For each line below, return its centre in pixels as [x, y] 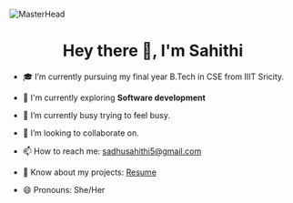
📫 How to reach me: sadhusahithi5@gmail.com [112, 151]
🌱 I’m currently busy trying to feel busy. [96, 115]
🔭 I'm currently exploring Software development [114, 97]
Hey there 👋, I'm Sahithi [153, 51]
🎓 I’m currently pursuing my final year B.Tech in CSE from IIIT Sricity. [153, 76]
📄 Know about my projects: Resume [90, 172]
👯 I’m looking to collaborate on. [81, 133]
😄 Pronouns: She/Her [64, 189]
